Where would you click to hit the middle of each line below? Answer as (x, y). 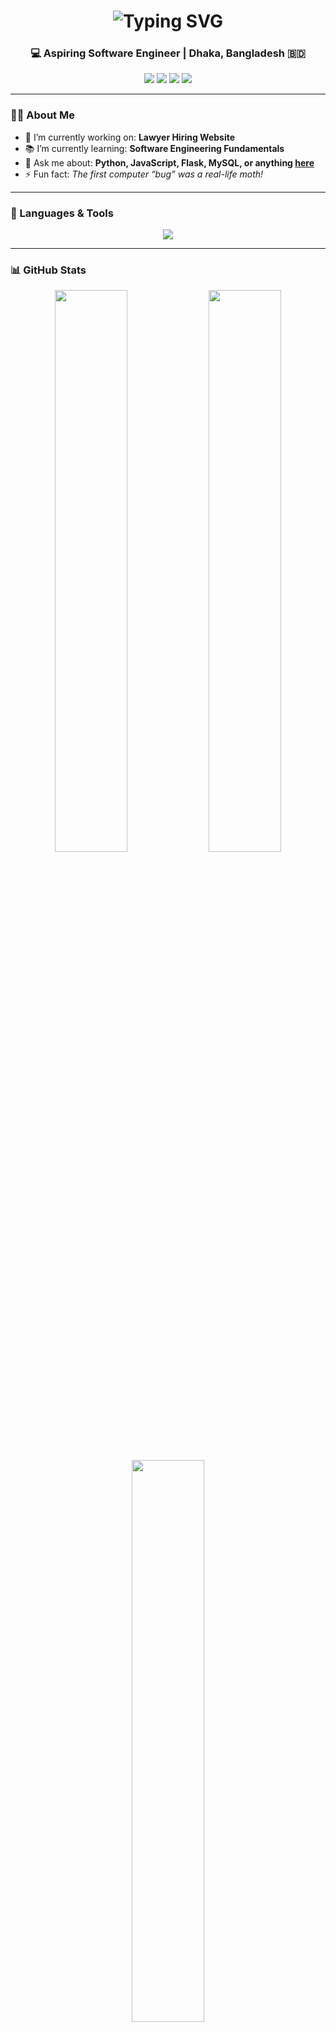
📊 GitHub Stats (48, 270)
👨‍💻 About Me (42, 115)
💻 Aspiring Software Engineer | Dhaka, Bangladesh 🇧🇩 (168, 53)
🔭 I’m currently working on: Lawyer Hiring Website (130, 137)
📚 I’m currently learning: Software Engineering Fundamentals (154, 148)
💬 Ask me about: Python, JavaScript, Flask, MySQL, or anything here (169, 162)
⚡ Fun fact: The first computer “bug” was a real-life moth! (144, 174)
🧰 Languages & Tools (62, 213)
